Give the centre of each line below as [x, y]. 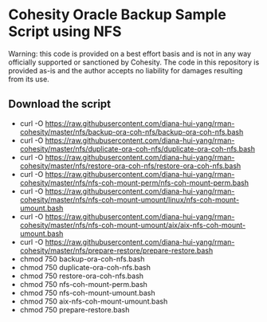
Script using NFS [65, 31]
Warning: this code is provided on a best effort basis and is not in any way [130, 53]
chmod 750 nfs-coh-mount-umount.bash [87, 293]
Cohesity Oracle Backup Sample [118, 15]
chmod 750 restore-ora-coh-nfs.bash [82, 276]
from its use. [29, 79]
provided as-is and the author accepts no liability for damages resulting [126, 70]
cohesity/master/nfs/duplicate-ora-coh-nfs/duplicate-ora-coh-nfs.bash [137, 148]
